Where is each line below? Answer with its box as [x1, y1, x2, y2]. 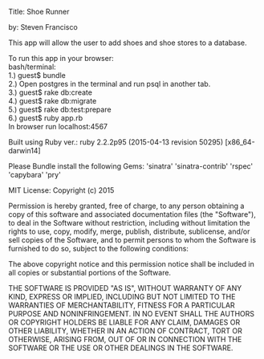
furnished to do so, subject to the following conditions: [8, 244, 189, 253]
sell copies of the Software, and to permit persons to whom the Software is [8, 235, 257, 244]
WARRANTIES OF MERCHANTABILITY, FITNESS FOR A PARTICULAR [8, 300, 235, 310]
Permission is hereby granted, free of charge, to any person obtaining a [8, 201, 245, 210]
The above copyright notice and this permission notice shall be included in [8, 259, 254, 268]
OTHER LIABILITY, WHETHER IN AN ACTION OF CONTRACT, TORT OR [8, 326, 242, 336]
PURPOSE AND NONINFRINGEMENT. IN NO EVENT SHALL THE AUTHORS [8, 309, 255, 318]
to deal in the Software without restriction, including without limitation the [8, 218, 250, 227]
